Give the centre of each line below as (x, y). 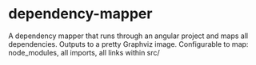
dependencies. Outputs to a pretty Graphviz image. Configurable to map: (128, 44)
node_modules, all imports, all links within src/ (84, 52)
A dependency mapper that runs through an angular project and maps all (128, 36)
